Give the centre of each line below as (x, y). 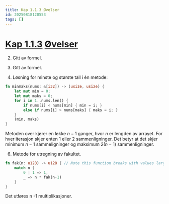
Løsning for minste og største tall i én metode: (60, 77)
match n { (25, 168)
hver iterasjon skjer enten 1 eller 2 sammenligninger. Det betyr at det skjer (81, 139)
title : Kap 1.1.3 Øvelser (32, 10)
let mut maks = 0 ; (33, 96)
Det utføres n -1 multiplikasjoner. (39, 196)
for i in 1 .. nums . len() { (41, 100)
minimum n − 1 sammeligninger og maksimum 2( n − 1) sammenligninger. (80, 144)
